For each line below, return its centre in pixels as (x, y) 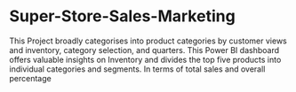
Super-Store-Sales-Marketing (122, 16)
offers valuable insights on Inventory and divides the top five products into (145, 59)
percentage (30, 78)
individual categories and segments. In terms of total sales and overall (137, 69)
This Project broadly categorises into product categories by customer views (148, 41)
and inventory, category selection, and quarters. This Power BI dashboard (144, 50)
